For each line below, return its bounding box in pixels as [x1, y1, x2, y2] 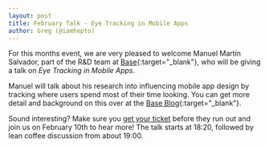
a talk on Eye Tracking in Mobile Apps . [8, 66, 136, 76]
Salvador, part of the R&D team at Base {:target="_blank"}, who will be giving [8, 57, 261, 67]
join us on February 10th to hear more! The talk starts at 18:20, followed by [8, 122, 255, 133]
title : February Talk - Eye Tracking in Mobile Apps [8, 19, 189, 27]
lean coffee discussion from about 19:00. [8, 131, 144, 141]
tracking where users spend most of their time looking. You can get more [8, 90, 251, 100]
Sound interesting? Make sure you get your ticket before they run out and [8, 114, 251, 124]
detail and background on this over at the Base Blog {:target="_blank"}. [8, 98, 243, 108]
